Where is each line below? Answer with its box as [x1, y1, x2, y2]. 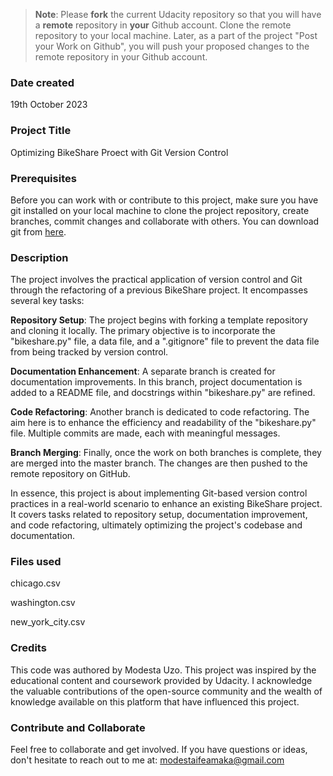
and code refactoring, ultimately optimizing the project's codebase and [10, 519, 303, 531]
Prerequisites [10, 171, 77, 185]
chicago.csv [10, 577, 61, 589]
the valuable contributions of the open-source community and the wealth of [10, 685, 323, 697]
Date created [10, 75, 75, 89]
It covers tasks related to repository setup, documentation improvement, [10, 509, 308, 521]
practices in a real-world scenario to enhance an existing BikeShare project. [10, 498, 323, 510]
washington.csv [10, 597, 76, 609]
